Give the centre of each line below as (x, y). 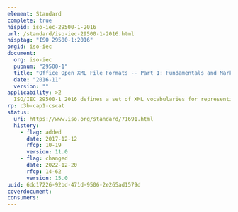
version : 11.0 (47, 152)
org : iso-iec (33, 60)
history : (27, 125)
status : (19, 112)
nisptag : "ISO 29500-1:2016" (50, 40)
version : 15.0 (47, 178)
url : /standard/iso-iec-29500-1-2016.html (71, 34)
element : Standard (34, 14)
